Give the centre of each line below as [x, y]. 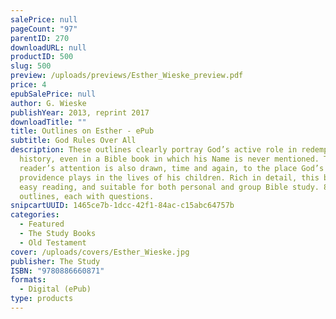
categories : [35, 215]
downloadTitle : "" [48, 122]
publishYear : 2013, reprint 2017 [80, 112]
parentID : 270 [40, 38]
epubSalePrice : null [53, 94]
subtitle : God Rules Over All [73, 141]
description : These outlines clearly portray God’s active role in [154, 150]
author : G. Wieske [48, 103]
